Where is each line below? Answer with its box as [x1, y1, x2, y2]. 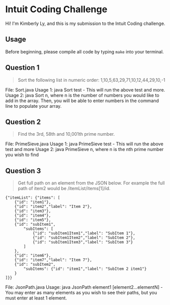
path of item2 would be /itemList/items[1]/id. [17, 186, 111, 192]
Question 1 [5, 64, 40, 72]
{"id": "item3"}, [14, 208, 51, 214]
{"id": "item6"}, [14, 253, 51, 258]
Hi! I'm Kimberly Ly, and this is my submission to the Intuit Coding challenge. [5, 20, 165, 26]
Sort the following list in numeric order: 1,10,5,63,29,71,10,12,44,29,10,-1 [17, 77, 165, 83]
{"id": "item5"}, [14, 218, 51, 223]
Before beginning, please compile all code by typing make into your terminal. [5, 48, 164, 54]
